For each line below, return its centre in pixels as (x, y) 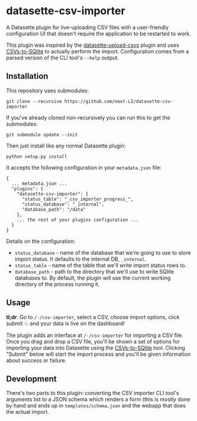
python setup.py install (37, 156)
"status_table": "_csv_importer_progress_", (77, 199)
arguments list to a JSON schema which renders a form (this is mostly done (98, 399)
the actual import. (28, 412)
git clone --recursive (34, 101)
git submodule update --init (42, 134)
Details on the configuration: (41, 241)
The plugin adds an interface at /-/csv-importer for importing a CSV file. (95, 335)
